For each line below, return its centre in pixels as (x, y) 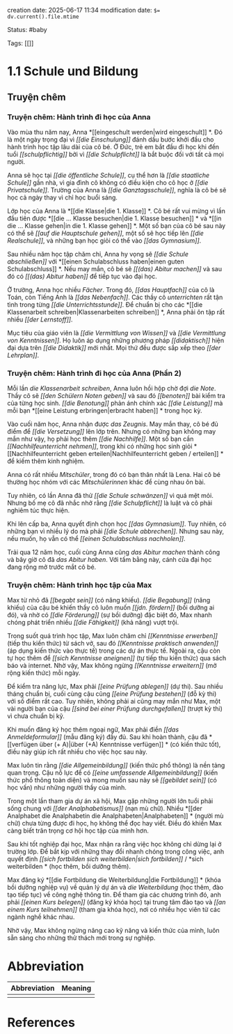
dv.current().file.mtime (43, 17)
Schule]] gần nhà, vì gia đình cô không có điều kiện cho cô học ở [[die (108, 182)
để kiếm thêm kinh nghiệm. (46, 461)
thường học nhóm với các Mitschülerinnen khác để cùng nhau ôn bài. (106, 482)
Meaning (77, 988)
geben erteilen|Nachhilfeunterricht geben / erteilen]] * (146, 454)
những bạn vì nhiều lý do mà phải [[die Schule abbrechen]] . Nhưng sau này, (116, 531)
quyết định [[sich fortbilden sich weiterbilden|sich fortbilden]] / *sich (105, 859)
